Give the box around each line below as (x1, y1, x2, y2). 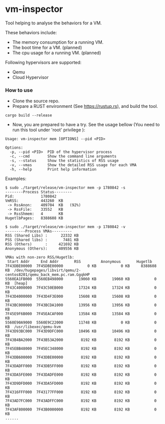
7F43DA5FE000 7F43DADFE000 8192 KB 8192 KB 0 (5, 372, 157, 377)
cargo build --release (5, 113, 52, 118)
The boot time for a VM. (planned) (12, 44, 82, 50)
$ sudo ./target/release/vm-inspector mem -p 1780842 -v (5, 225, 126, 230)
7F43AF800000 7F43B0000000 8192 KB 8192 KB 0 (5, 407, 157, 412)
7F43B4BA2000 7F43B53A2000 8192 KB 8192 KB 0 (5, 338, 157, 342)
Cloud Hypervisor (12, 74, 49, 80)
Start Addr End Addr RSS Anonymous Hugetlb (7, 259, 153, 264)
